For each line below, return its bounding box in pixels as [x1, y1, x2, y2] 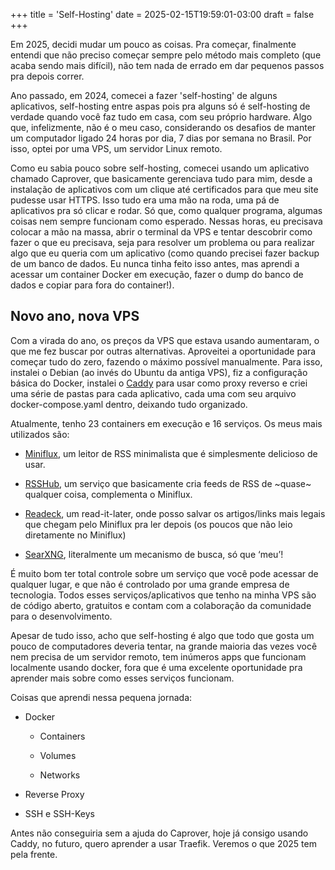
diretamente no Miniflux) [24, 529, 127, 541]
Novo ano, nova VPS [10, 308, 140, 325]
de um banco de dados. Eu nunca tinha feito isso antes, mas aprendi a [10, 258, 300, 269]
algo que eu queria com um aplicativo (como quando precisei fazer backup [10, 247, 320, 259]
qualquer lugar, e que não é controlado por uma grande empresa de [10, 578, 290, 590]
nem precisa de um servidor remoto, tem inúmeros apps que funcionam [10, 650, 307, 663]
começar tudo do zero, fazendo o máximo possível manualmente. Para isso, [10, 355, 323, 368]
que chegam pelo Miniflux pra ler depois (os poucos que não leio [24, 518, 293, 530]
